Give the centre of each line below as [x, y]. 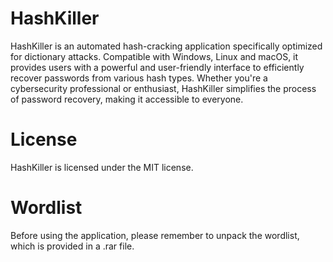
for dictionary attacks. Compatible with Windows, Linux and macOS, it [154, 56]
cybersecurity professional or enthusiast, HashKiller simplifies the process [163, 88]
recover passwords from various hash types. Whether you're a [139, 78]
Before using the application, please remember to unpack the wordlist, [155, 235]
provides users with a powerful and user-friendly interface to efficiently [157, 67]
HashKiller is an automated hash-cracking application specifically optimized [166, 46]
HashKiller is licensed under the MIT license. [102, 167]
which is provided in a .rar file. [72, 246]
